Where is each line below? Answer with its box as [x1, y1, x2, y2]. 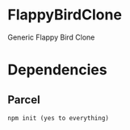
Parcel [7, 93, 41, 107]
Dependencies [7, 61, 107, 79]
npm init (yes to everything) [7, 114, 110, 122]
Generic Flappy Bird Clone [7, 32, 95, 42]
